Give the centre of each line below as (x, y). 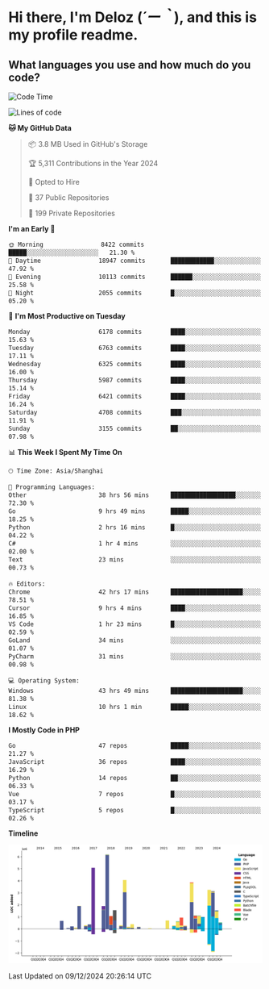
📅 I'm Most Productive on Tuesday (67, 316)
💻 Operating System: (44, 681)
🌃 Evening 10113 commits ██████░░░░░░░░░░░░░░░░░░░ (135, 277)
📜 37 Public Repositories (68, 198)
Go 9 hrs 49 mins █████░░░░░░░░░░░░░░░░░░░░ (135, 511)
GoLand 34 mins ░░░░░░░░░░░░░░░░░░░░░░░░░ (135, 641)
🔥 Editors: (27, 584)
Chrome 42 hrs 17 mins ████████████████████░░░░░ (135, 592)
